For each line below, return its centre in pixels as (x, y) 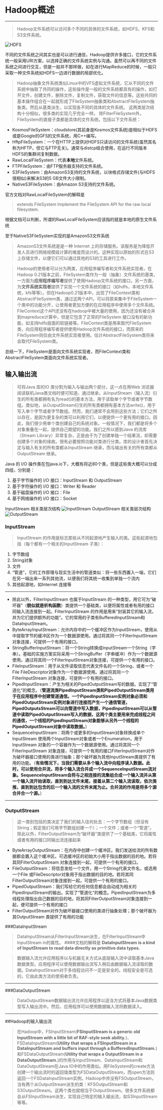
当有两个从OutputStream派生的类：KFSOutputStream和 (72, 1084)
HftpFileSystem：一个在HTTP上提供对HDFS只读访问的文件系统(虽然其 (82, 142)
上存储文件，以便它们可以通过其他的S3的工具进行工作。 (73, 258)
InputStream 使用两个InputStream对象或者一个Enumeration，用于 (77, 739)
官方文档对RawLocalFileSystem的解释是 (45, 194)
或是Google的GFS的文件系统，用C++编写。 (56, 136)
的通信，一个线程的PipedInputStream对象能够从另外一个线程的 (75, 721)
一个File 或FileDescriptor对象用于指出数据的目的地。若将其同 (73, 874)
